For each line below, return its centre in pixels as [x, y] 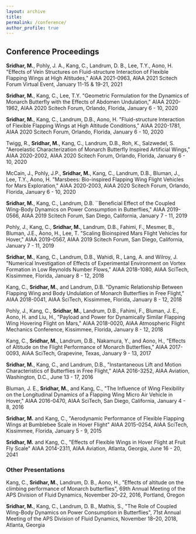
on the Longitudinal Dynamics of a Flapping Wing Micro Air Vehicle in [90, 395]
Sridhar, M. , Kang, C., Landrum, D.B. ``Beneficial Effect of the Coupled [91, 203]
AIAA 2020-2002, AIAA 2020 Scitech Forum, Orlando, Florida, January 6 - [96, 156]
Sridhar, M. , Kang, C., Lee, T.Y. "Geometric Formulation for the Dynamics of [97, 96]
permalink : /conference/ [36, 22]
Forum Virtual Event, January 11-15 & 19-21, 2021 [64, 84]
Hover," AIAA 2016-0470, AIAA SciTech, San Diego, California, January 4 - [96, 401]
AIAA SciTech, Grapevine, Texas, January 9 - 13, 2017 [86, 353]
